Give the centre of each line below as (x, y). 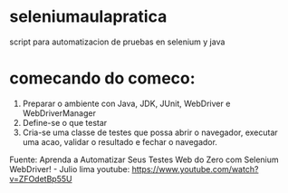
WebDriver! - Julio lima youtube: (70, 169)
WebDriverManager (59, 113)
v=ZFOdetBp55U (41, 179)
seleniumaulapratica (88, 17)
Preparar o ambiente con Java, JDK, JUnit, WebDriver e (126, 103)
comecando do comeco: (103, 78)
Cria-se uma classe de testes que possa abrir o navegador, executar (150, 132)
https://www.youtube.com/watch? (195, 169)
